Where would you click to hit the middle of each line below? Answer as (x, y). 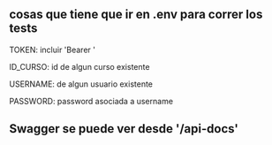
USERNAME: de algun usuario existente (81, 84)
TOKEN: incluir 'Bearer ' (52, 50)
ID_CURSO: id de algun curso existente (79, 66)
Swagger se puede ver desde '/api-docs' (124, 129)
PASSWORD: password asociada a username (91, 101)
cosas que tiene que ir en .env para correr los (136, 15)
